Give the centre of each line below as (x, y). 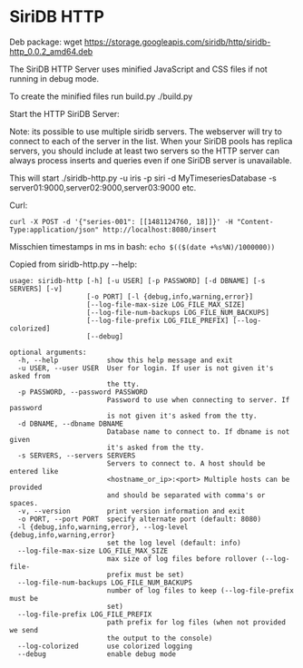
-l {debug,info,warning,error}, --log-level (103, 527)
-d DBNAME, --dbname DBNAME (71, 424)
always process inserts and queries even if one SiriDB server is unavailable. (151, 160)
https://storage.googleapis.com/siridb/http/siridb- (178, 42)
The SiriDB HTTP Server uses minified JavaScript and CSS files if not (138, 69)
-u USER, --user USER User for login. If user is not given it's (146, 368)
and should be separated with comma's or (186, 495)
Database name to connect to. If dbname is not (198, 432)
